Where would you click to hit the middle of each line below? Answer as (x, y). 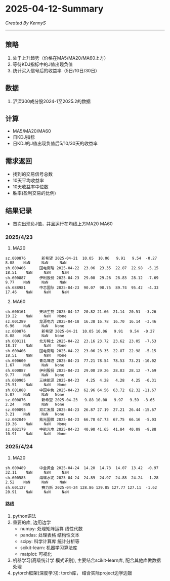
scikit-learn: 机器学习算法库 (49, 548)
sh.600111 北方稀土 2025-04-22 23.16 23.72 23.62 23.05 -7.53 (81, 341)
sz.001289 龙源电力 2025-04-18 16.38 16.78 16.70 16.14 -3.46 (81, 322)
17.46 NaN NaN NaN (37, 292)
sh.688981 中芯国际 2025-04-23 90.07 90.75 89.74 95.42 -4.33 (82, 288)
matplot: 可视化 (36, 554)
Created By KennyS (26, 23)
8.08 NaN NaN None (35, 336)
